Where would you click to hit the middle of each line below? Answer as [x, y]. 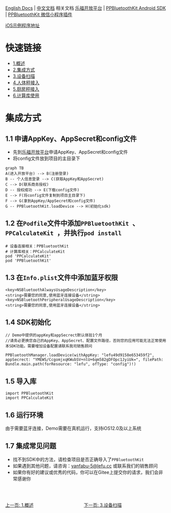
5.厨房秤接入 [26, 89]
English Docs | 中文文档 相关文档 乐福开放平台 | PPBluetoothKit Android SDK [86, 8]
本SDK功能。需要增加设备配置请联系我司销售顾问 [49, 346]
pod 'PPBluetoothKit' [28, 261]
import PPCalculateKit [29, 398]
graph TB [15, 168]
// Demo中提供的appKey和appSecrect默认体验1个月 [54, 335]
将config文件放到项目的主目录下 [46, 158]
